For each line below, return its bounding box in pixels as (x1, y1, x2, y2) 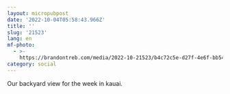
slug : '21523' (7, 29, 48, 36)
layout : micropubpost (7, 10, 69, 17)
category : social (7, 61, 57, 67)
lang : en (7, 35, 32, 42)
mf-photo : (7, 42, 36, 48)
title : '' (7, 22, 36, 29)
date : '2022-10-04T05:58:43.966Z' (7, 16, 106, 23)
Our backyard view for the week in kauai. (7, 79, 123, 87)
